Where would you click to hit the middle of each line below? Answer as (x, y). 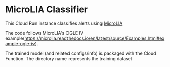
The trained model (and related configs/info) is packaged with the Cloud (81, 53)
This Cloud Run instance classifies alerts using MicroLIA (64, 23)
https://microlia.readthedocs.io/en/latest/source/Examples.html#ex (95, 38)
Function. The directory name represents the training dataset (69, 58)
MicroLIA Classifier (46, 9)
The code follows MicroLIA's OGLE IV (44, 33)
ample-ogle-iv (20, 43)
